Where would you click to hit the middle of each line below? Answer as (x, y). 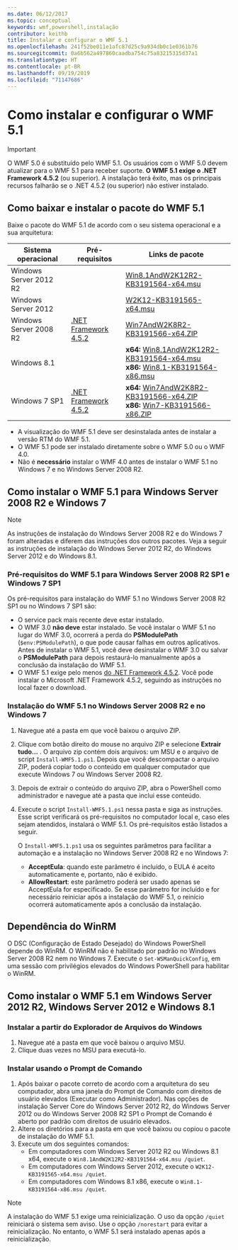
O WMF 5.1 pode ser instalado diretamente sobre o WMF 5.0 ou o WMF (121, 447)
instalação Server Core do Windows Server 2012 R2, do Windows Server (124, 1106)
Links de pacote (176, 254)
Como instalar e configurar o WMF (110, 115)
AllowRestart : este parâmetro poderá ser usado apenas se (114, 882)
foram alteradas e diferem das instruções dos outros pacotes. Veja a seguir (117, 541)
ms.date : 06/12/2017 (38, 14)
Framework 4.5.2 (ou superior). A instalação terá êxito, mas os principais (114, 178)
